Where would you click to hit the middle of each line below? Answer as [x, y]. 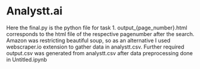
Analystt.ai [34, 11]
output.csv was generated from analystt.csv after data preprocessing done [100, 53]
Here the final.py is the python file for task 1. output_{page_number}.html [97, 28]
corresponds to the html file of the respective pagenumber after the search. [100, 34]
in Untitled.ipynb [27, 59]
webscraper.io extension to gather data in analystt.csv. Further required [95, 47]
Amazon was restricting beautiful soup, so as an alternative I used [89, 40]
